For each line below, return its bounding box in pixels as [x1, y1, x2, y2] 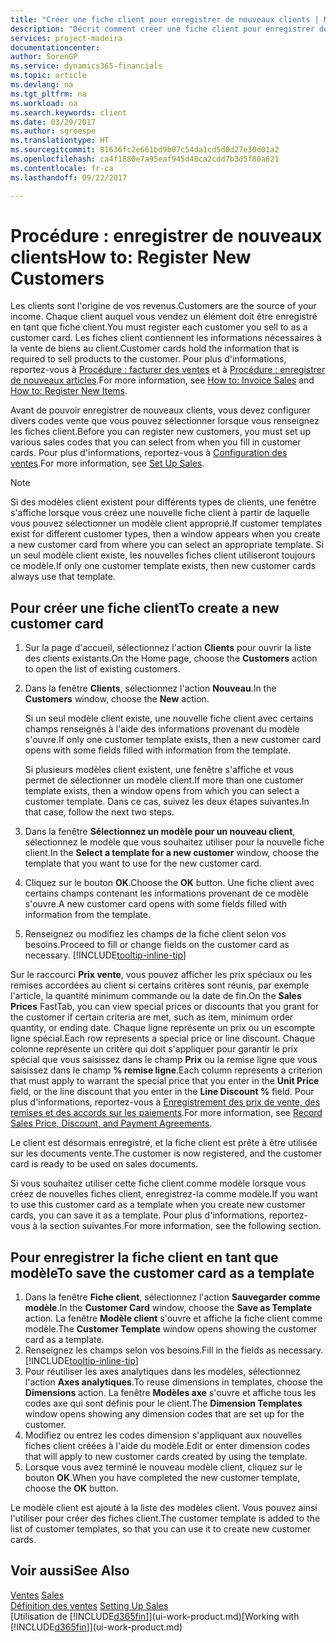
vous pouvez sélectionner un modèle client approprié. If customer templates [10, 517, 323, 530]
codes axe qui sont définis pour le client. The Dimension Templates [24, 1397, 303, 1410]
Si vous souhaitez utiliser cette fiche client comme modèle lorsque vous [10, 1177, 307, 1190]
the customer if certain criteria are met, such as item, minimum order [10, 1011, 294, 1023]
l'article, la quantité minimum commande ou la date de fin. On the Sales [10, 990, 302, 1002]
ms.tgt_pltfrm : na [10, 89, 87, 99]
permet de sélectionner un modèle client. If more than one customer [24, 774, 304, 786]
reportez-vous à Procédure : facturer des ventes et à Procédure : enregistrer [10, 364, 326, 376]
